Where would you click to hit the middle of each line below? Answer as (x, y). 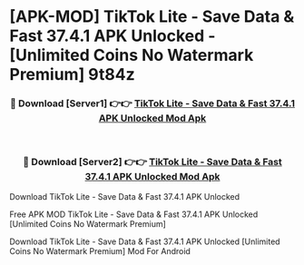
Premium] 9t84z (72, 75)
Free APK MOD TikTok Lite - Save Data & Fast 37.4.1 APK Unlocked (134, 214)
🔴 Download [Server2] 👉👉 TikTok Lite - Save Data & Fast (152, 162)
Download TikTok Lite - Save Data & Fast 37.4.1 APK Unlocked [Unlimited (145, 241)
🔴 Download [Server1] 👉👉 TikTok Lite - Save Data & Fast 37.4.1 (152, 103)
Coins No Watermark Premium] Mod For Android (100, 250)
